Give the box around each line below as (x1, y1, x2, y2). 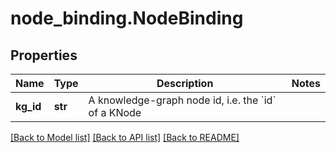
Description (156, 77, 214, 90)
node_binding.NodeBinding (10, 7, 244, 30)
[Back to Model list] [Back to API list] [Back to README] (10, 132, 240, 143)
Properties (10, 47, 78, 64)
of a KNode (88, 106, 142, 119)
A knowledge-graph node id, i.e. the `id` (88, 93, 277, 107)
